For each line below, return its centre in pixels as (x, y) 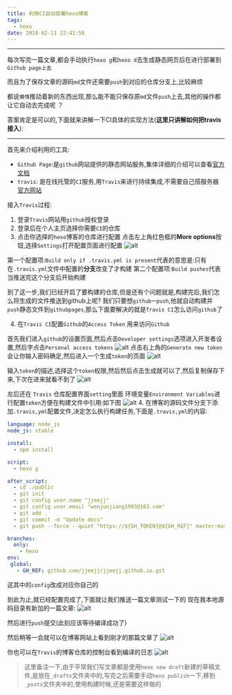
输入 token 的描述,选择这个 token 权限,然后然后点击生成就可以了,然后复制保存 (113, 371)
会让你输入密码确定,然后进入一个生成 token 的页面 (76, 356)
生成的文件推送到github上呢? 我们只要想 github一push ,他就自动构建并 (116, 301)
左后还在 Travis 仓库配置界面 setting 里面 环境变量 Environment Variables (111, 394)
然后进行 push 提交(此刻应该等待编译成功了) (67, 622)
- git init (29, 494)
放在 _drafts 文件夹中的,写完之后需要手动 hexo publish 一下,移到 (126, 675)
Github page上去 (29, 68)
